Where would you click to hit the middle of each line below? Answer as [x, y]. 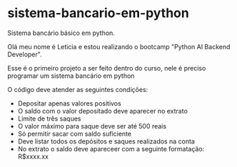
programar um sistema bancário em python [71, 76]
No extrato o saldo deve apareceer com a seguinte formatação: [111, 148]
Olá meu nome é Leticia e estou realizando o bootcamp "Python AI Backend [119, 46]
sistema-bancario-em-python [98, 13]
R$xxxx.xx [33, 156]
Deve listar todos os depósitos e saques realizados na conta [106, 141]
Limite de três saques [49, 118]
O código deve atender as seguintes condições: [78, 89]
